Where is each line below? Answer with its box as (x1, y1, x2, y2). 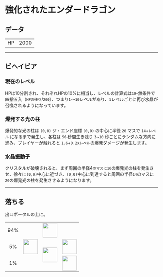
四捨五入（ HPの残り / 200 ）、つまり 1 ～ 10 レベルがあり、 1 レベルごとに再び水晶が (5, 96, 158, 102)
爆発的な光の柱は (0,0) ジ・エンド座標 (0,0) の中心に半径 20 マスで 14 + (5, 128, 149, 133)
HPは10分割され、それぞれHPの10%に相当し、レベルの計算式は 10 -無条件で (5, 90, 155, 96)
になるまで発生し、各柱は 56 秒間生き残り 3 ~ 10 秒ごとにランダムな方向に (9, 133, 156, 139)
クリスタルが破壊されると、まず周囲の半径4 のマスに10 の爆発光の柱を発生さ (5, 165, 154, 171)
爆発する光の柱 (5, 115, 40, 122)
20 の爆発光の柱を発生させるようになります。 (5, 177, 94, 183)
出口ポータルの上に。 (5, 211, 48, 217)
